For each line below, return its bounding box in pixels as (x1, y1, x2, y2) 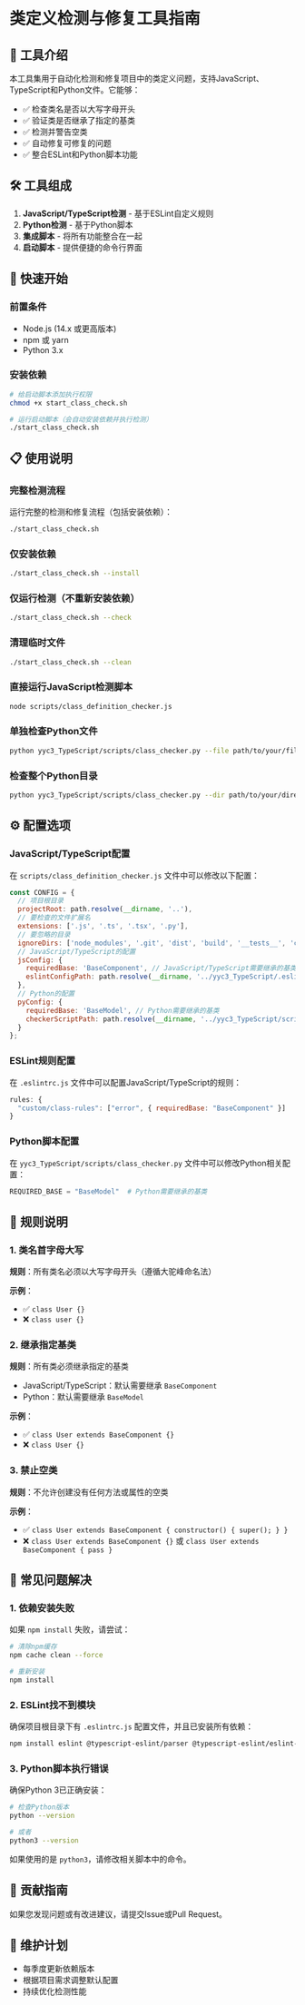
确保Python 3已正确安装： (9, 1784, 107, 1795)
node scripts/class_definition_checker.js (9, 702, 172, 711)
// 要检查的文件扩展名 (17, 913, 91, 922)
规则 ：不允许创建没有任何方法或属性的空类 (9, 1486, 169, 1498)
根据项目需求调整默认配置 (22, 1975, 119, 1986)
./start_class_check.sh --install (9, 569, 141, 578)
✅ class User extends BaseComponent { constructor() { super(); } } (22, 1524, 289, 1535)
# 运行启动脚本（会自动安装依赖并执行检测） (9, 415, 153, 424)
